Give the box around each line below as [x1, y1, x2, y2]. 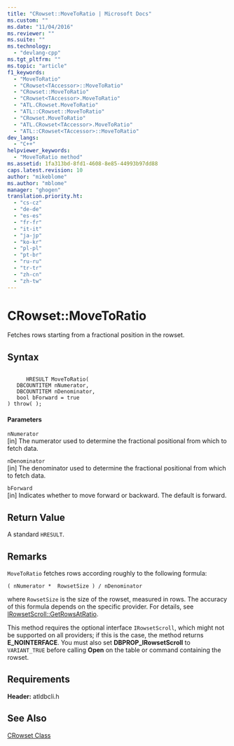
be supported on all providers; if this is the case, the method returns [7, 631, 204, 639]
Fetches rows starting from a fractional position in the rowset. [7, 331, 185, 339]
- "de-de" [13, 206, 42, 213]
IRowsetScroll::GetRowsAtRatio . [7, 610, 99, 618]
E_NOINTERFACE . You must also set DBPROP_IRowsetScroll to [7, 639, 191, 647]
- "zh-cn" [13, 271, 42, 278]
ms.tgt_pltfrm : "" [7, 56, 61, 63]
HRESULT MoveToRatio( [25, 376, 90, 383]
